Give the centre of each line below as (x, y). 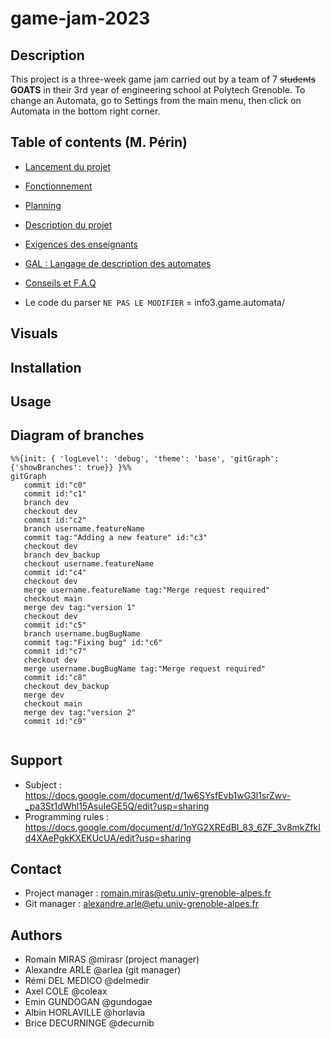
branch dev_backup (62, 555)
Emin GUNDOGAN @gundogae (88, 1002)
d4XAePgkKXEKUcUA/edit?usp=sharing (108, 838)
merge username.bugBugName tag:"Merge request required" (145, 668)
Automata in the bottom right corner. (85, 111)
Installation (46, 367)
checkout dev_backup (66, 686)
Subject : (43, 784)
